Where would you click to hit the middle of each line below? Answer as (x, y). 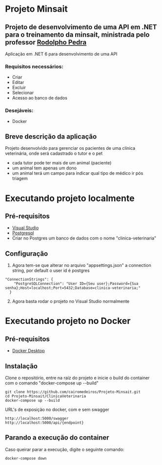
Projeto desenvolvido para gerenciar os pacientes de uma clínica (70, 148)
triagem (20, 179)
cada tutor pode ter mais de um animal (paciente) (62, 163)
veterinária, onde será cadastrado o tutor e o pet (54, 153)
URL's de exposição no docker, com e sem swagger (57, 410)
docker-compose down (26, 458)
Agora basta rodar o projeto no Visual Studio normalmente (71, 302)
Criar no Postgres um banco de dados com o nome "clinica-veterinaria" (84, 238)
